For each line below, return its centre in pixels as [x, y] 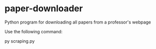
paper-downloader [44, 9]
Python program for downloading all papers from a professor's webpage [78, 22]
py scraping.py [20, 41]
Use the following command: [34, 31]
